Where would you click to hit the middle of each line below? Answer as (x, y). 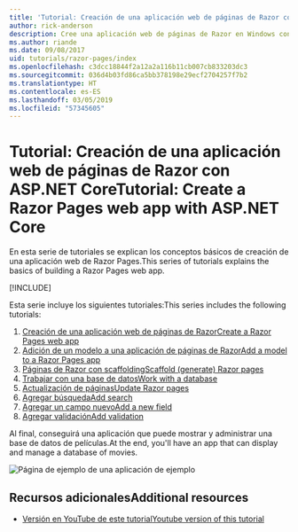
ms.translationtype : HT (53, 83)
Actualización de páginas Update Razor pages (105, 388)
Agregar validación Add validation (83, 417)
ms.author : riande (43, 42)
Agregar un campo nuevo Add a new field (97, 407)
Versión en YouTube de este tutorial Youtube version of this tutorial (143, 519)
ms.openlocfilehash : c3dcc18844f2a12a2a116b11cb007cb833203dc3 (129, 67)
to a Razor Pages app (61, 360)
